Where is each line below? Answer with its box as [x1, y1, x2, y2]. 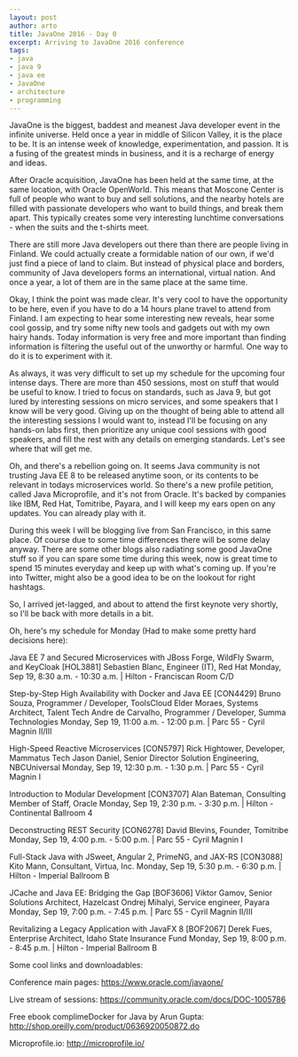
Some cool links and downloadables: [9, 960, 144, 971]
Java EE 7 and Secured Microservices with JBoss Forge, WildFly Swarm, [9, 652, 275, 663]
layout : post [9, 12, 58, 22]
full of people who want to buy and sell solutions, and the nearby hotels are [9, 194, 285, 204]
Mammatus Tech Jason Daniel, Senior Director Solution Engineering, [9, 752, 260, 764]
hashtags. [9, 582, 46, 592]
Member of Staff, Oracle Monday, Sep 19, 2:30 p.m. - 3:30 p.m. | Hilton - [9, 799, 274, 809]
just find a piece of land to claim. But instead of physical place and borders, [9, 258, 286, 269]
